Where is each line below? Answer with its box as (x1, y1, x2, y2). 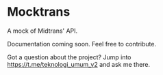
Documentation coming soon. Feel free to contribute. (7, 40, 156, 48)
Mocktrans (7, 4, 71, 20)
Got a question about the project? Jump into (7, 52, 131, 61)
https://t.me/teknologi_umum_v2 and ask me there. (7, 60, 151, 68)
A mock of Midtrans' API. (7, 27, 78, 35)
